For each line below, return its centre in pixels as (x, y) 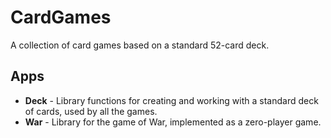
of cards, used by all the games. (91, 111)
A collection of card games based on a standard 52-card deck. (140, 45)
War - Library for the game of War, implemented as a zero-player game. (173, 122)
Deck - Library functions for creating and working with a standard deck (171, 100)
